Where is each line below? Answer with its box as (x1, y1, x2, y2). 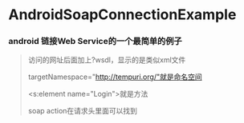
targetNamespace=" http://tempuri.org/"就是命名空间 (27, 72, 202, 81)
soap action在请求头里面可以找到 (27, 106, 138, 116)
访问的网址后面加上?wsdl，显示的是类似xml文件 (27, 55, 186, 65)
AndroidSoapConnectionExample (8, 6, 237, 24)
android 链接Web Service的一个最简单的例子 (8, 36, 182, 47)
